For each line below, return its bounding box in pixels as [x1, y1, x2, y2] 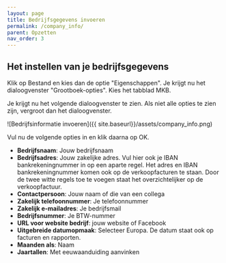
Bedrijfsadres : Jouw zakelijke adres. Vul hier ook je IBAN [16, 153, 179, 161]
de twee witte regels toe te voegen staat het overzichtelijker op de [16, 175, 203, 183]
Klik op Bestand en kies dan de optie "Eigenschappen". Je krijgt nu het [7, 79, 206, 87]
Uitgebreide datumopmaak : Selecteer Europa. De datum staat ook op [16, 226, 214, 234]
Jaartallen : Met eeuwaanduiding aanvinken [16, 247, 140, 256]
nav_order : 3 [7, 36, 44, 42]
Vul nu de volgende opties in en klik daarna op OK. [7, 133, 150, 141]
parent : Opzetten [7, 29, 57, 36]
